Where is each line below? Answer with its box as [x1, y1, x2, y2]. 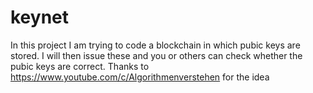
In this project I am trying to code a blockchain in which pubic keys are [10, 39, 301, 51]
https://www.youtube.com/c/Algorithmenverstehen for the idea [10, 71, 270, 83]
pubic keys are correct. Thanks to [10, 60, 150, 72]
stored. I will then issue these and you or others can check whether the [10, 49, 303, 61]
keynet [10, 6, 70, 29]
